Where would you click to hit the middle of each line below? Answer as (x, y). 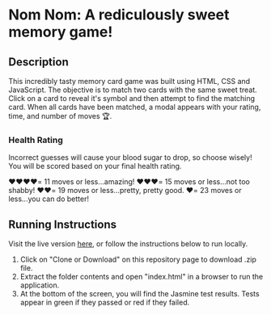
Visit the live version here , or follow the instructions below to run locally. (128, 244)
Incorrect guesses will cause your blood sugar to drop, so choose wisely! (130, 157)
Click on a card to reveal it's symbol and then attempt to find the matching (132, 98)
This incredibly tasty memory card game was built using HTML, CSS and (129, 81)
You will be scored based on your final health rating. (95, 166)
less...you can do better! (49, 199)
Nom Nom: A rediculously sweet (119, 15)
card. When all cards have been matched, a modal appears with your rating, (135, 107)
